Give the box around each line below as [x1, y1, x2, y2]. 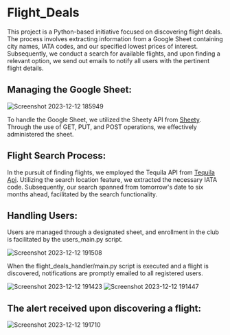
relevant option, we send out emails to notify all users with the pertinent [7, 56, 210, 65]
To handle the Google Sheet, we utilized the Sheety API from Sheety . [7, 115, 201, 124]
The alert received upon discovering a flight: [7, 302, 201, 314]
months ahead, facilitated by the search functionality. [7, 190, 158, 198]
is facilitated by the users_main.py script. [7, 235, 124, 244]
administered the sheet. [7, 130, 74, 138]
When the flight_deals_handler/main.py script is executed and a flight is [7, 262, 209, 270]
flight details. [7, 64, 44, 72]
